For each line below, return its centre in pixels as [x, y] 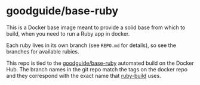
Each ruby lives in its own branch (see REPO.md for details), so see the [91, 45]
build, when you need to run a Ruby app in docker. [68, 33]
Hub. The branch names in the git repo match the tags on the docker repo [97, 69]
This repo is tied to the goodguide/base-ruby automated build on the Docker [100, 63]
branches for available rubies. [43, 51]
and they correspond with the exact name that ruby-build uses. [84, 75]
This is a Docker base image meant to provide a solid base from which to [96, 27]
